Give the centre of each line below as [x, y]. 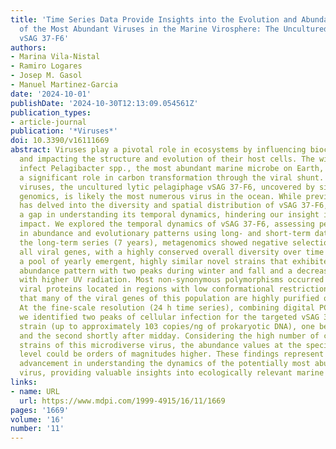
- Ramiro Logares [46, 66]
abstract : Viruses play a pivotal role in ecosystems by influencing [158, 150]
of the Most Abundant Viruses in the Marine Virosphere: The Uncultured [174, 29]
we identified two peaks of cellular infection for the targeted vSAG [169, 317]
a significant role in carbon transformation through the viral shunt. [172, 177]
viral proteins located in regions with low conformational [147, 289]
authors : [28, 47]
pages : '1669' [40, 410]
